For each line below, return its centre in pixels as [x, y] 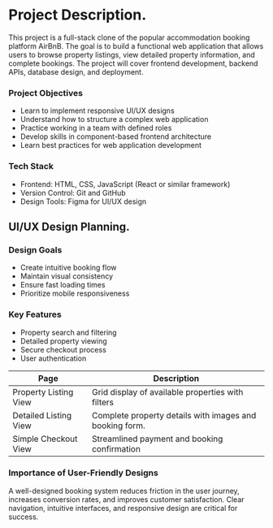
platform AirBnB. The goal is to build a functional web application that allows [136, 45]
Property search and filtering [68, 332]
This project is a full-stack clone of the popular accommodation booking [129, 37]
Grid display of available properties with [168, 392]
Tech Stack [31, 167]
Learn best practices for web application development [110, 145]
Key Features [35, 314]
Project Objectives [46, 93]
